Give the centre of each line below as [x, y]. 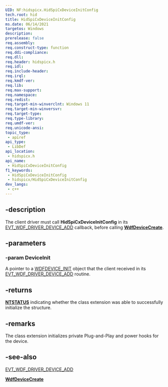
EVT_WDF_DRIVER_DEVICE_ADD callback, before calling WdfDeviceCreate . [85, 227]
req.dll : [14, 57]
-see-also [21, 357]
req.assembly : [20, 43]
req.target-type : [24, 114]
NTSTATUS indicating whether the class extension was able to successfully [84, 302]
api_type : [16, 142]
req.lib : [14, 85]
